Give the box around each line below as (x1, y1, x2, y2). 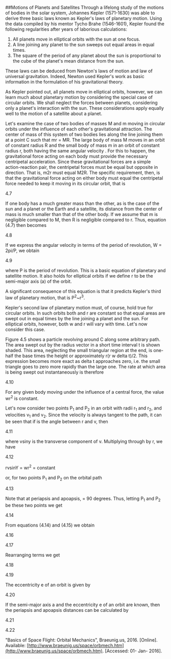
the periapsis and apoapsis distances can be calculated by (5, 607, 129, 613)
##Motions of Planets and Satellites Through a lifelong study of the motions (5, 5, 164, 10)
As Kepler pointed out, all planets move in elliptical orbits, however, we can (5, 89, 162, 94)
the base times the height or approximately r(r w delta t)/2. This (14, 353, 148, 359)
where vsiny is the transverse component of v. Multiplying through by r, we (5, 438, 163, 444)
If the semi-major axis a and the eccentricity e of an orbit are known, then (5, 602, 160, 608)
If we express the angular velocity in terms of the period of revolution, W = (5, 242, 162, 248)
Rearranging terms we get (5, 552, 60, 558)
